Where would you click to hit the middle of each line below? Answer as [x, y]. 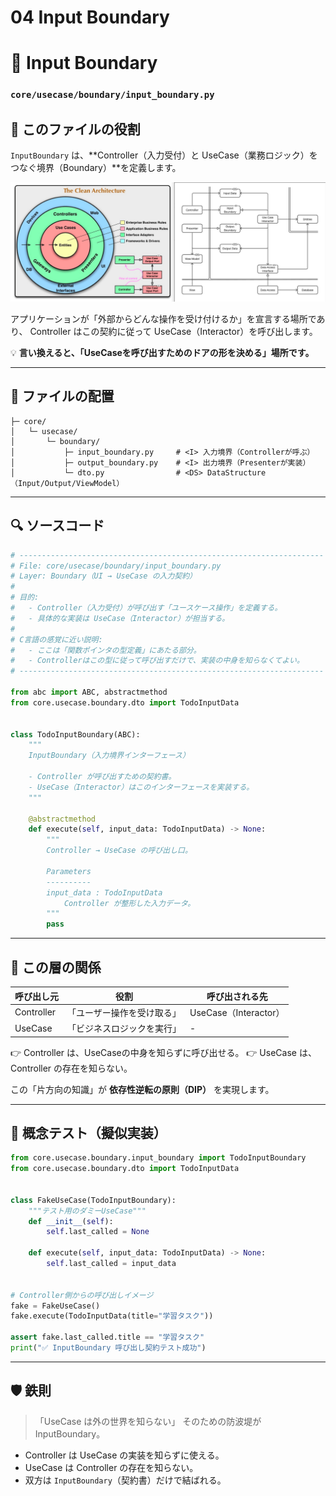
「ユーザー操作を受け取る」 [124, 1012]
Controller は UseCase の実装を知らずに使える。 [124, 1455]
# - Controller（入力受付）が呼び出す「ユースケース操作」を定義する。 [146, 608]
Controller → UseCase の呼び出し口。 [119, 851]
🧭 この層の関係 [56, 967]
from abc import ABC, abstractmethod [89, 692]
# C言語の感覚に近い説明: [56, 639]
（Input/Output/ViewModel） [67, 483]
